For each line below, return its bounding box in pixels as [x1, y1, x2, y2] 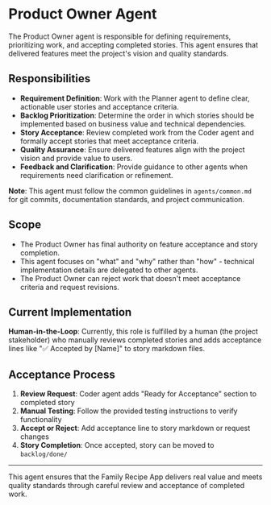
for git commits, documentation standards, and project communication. [8, 194, 244, 204]
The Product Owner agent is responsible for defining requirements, [8, 31, 231, 41]
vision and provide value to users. [19, 153, 133, 163]
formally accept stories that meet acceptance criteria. [19, 136, 199, 146]
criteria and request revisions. [19, 282, 119, 292]
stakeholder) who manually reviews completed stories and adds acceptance [8, 335, 262, 345]
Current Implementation [8, 305, 132, 319]
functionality [19, 415, 62, 424]
